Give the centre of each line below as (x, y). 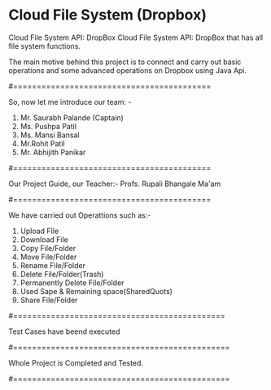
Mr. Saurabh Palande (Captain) (72, 117)
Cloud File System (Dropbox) (108, 15)
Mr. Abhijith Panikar (53, 152)
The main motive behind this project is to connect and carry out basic (125, 62)
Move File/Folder (48, 257)
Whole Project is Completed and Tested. (76, 362)
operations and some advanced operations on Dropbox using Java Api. (128, 70)
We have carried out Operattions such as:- (80, 215)
